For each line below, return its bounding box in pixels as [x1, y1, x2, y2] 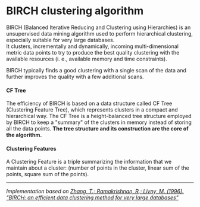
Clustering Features [6, 145, 57, 152]
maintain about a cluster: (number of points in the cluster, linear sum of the [6, 164, 189, 171]
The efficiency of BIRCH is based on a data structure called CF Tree [6, 100, 173, 107]
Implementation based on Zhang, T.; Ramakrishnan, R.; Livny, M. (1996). [6, 188, 185, 195]
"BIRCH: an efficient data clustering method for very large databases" [6, 194, 179, 201]
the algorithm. [6, 132, 42, 139]
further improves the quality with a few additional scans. [6, 73, 144, 80]
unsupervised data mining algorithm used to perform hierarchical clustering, [6, 30, 193, 37]
